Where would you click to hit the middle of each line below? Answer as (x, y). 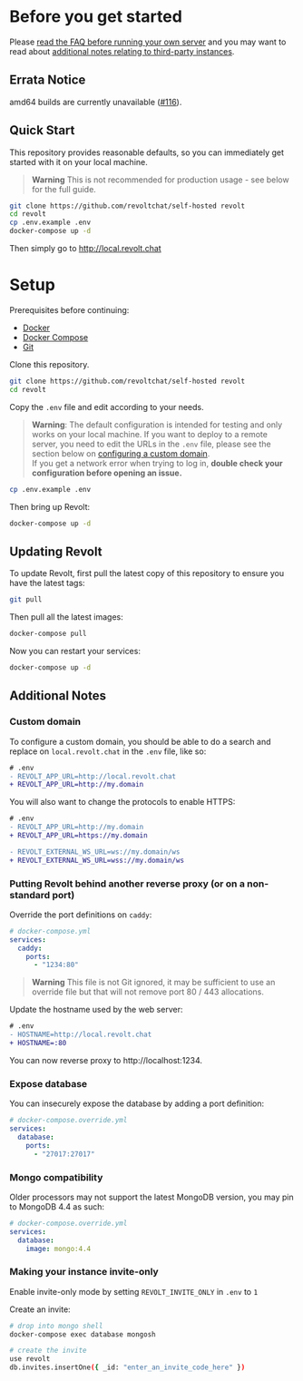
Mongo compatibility (56, 1177)
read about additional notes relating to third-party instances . (122, 51)
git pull (26, 600)
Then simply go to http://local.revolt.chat (85, 249)
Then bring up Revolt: (50, 506)
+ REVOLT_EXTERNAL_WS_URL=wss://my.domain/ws (97, 860)
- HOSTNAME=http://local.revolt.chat (81, 1035)
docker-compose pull (49, 634)
